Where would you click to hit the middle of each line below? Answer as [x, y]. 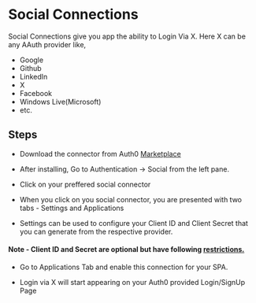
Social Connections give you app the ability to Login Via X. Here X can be [127, 36]
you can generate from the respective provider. [96, 231]
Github [30, 68]
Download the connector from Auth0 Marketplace [100, 153]
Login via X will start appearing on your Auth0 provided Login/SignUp [132, 282]
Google [32, 60]
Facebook [36, 93]
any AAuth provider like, [47, 44]
